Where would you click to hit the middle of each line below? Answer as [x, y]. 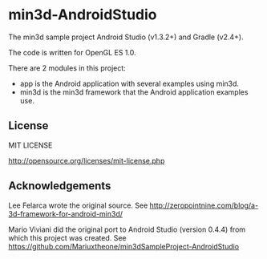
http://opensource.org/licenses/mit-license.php [87, 160]
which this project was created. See [67, 237]
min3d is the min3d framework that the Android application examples [134, 92]
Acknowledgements [60, 186]
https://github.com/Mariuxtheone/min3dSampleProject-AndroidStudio [124, 246]
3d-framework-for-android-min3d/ [65, 213]
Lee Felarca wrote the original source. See [78, 205]
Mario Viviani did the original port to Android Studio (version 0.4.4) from [127, 229]
